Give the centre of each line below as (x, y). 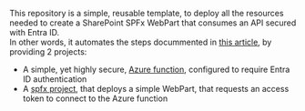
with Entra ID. (35, 32)
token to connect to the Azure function (95, 98)
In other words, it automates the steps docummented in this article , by (141, 42)
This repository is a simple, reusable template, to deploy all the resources (147, 13)
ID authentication (55, 79)
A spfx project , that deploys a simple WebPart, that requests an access (156, 89)
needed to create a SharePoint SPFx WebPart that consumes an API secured (153, 23)
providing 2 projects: (48, 52)
